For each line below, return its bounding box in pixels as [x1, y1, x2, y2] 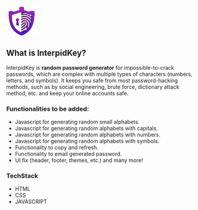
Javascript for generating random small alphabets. [14, 119, 140, 126]
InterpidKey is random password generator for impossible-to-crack [6, 64, 175, 71]
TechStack [6, 171, 38, 180]
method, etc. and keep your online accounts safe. [6, 90, 129, 97]
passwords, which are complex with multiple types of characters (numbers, [6, 70, 193, 78]
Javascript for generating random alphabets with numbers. [14, 131, 161, 138]
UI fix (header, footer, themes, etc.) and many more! [14, 156, 143, 164]
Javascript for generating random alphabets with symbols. [14, 138, 160, 145]
